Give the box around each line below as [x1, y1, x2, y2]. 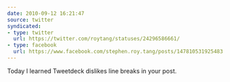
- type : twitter [7, 29, 54, 36]
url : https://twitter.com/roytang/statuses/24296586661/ [13, 36, 180, 42]
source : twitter [7, 16, 54, 23]
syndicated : [7, 23, 41, 29]
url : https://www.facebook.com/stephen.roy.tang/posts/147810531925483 [13, 49, 224, 55]
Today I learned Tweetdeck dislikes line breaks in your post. [7, 66, 177, 75]
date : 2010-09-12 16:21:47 [7, 10, 85, 17]
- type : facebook [7, 42, 57, 49]
